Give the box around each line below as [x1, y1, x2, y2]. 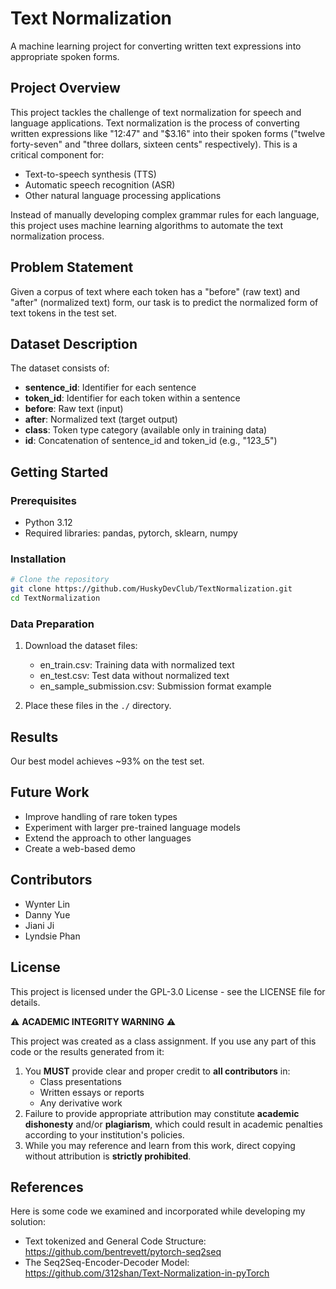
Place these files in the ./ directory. [24, 700, 172, 712]
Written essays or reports [39, 1086, 145, 1098]
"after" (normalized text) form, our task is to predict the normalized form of [10, 296, 319, 308]
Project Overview [10, 80, 121, 97]
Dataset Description [10, 335, 138, 352]
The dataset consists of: [10, 362, 110, 374]
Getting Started [10, 463, 109, 481]
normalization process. [10, 230, 105, 242]
